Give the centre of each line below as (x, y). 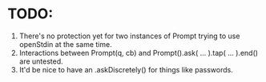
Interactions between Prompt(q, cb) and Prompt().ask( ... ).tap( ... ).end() (138, 53)
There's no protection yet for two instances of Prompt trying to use (129, 36)
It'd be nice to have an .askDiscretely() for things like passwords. (126, 69)
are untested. (41, 61)
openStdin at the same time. (66, 44)
